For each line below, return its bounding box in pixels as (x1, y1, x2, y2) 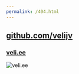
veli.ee (6, 48, 27, 56)
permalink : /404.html (6, 8, 60, 15)
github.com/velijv (6, 31, 73, 41)
